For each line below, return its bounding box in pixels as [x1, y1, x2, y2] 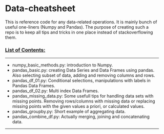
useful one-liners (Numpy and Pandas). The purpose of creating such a [5, 24, 149, 30]
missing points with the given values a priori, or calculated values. [12, 103, 145, 109]
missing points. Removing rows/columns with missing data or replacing [12, 98, 155, 104]
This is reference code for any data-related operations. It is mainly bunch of [5, 19, 157, 25]
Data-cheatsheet [5, 3, 76, 14]
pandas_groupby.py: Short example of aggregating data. [12, 109, 126, 115]
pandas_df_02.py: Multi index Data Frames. [12, 88, 99, 94]
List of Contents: [5, 47, 45, 53]
